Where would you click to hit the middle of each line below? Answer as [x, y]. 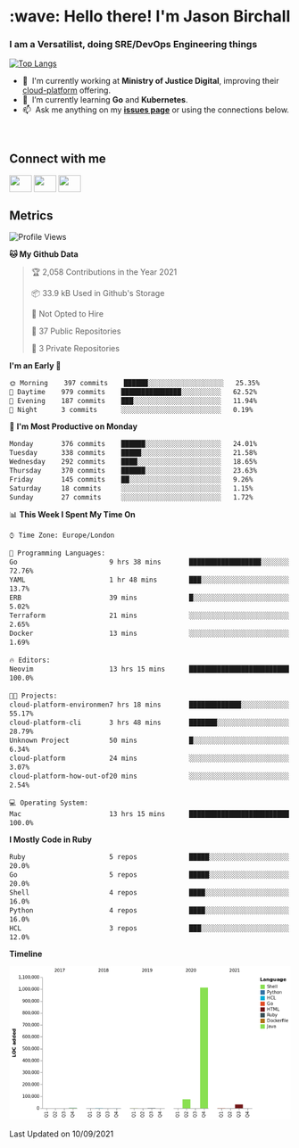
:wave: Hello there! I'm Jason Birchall [150, 17]
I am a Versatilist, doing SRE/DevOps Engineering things [133, 45]
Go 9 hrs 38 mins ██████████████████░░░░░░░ [149, 562]
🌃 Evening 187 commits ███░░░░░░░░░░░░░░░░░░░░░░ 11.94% [133, 401]
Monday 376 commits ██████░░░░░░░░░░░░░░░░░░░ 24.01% [133, 444]
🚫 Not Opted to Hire [67, 314]
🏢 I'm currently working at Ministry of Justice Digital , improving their [150, 81]
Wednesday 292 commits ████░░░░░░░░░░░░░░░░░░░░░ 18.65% [133, 462]
